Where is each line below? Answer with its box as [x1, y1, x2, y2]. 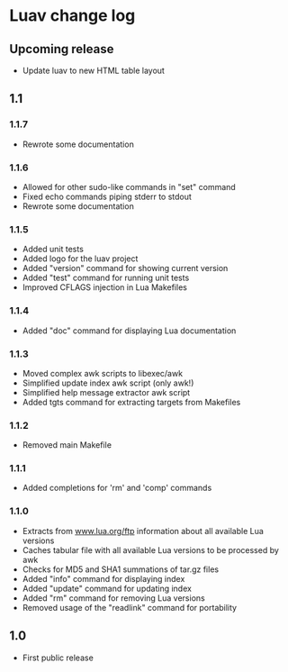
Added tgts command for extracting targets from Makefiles [22, 396, 241, 407]
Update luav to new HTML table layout [22, 65, 165, 76]
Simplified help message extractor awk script [22, 386, 191, 397]
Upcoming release [9, 41, 114, 57]
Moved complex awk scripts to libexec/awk [22, 368, 183, 378]
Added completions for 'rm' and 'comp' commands [22, 483, 212, 494]
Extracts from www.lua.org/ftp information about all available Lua [22, 525, 264, 536]
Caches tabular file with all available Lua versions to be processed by [22, 544, 279, 555]
